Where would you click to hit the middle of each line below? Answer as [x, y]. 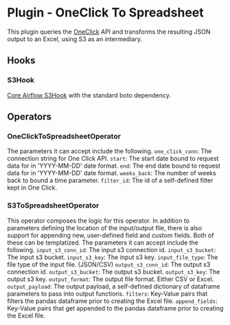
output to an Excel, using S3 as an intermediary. [75, 38]
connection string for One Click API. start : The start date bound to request [113, 159]
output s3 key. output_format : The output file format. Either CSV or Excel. [111, 279]
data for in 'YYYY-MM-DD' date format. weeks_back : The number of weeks [112, 173]
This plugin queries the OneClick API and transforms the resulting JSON [109, 32]
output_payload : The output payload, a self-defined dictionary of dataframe [114, 286]
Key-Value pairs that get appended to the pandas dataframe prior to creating [115, 308]
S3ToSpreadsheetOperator [53, 205]
